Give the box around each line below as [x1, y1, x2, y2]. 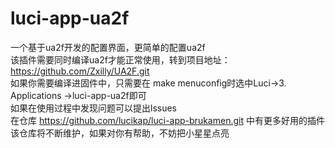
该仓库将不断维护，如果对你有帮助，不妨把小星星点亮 [10, 127, 230, 139]
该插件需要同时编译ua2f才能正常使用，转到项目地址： [10, 53, 231, 66]
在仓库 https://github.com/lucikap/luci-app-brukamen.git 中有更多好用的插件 [10, 114, 325, 126]
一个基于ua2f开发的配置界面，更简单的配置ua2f [10, 41, 206, 53]
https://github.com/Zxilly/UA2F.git [10, 65, 150, 77]
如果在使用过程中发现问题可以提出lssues [10, 102, 177, 114]
